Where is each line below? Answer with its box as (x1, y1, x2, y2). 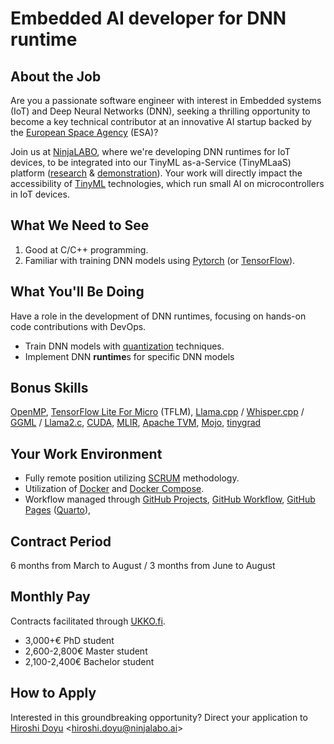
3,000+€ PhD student (24, 634, 115, 646)
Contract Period (10, 533, 112, 550)
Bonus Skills (10, 380, 89, 397)
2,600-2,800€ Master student (24, 645, 148, 657)
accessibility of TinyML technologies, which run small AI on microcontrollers (10, 178, 325, 189)
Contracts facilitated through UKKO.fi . (10, 615, 166, 627)
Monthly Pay (10, 588, 91, 606)
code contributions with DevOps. (10, 320, 147, 332)
